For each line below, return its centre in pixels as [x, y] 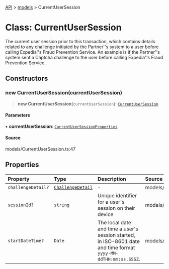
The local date [114, 222]
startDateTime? [26, 241]
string [62, 205]
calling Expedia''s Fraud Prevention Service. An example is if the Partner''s [82, 52]
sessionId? [21, 205]
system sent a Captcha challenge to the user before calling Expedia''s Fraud [84, 57]
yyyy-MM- [108, 253]
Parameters [18, 115]
